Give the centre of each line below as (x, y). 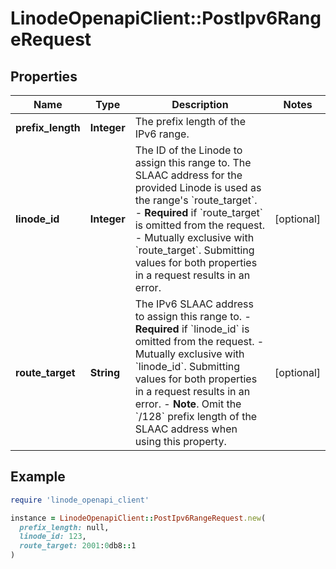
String (105, 372)
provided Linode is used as (198, 187)
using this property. (180, 441)
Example (38, 477)
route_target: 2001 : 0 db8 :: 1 (78, 546)
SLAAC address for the (188, 175)
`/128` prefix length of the (196, 416)
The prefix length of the (190, 121)
